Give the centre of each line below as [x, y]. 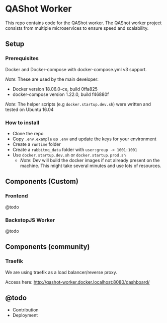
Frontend [17, 196]
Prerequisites [22, 59]
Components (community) [48, 247]
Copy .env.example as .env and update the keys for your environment [85, 139]
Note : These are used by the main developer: [52, 79]
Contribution [25, 310]
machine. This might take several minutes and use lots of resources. [91, 166]
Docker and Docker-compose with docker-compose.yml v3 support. [76, 69]
